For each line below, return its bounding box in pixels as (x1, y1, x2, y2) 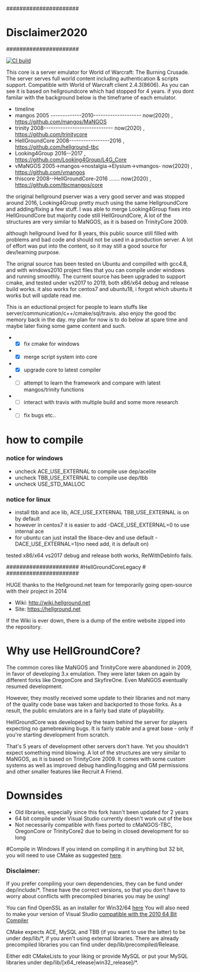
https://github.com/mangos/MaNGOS (14, 118, 107, 125)
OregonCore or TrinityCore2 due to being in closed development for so (14, 827, 189, 835)
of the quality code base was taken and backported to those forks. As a (6, 701, 182, 708)
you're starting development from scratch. (6, 732, 110, 739)
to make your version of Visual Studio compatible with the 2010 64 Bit (6, 911, 177, 918)
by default (14, 515, 40, 523)
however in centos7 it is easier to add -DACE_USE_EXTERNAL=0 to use (14, 521, 190, 529)
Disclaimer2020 (6, 26, 88, 39)
